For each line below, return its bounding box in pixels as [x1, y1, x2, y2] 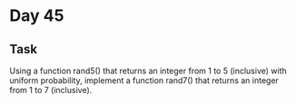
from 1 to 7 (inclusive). [9, 85, 93, 95]
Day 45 [9, 5, 64, 26]
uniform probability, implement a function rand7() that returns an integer [9, 75, 280, 86]
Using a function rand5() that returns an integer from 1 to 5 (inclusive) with [9, 65, 288, 76]
